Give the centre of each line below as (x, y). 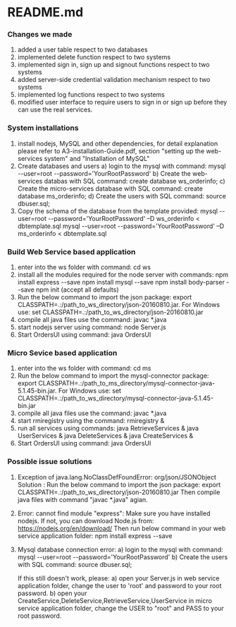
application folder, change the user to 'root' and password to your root (119, 585)
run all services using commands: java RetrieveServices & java (108, 429)
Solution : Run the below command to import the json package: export (119, 484)
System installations (43, 128)
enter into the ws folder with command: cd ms (84, 369)
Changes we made (40, 35)
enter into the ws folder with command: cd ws (84, 267)
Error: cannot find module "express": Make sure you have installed (114, 513)
